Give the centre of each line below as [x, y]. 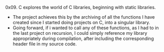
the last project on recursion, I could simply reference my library [80, 33]
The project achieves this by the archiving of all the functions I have [84, 17]
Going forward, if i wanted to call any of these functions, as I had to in [86, 28]
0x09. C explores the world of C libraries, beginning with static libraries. [81, 7]
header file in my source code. [45, 44]
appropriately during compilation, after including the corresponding [83, 38]
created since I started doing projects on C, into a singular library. [81, 22]
